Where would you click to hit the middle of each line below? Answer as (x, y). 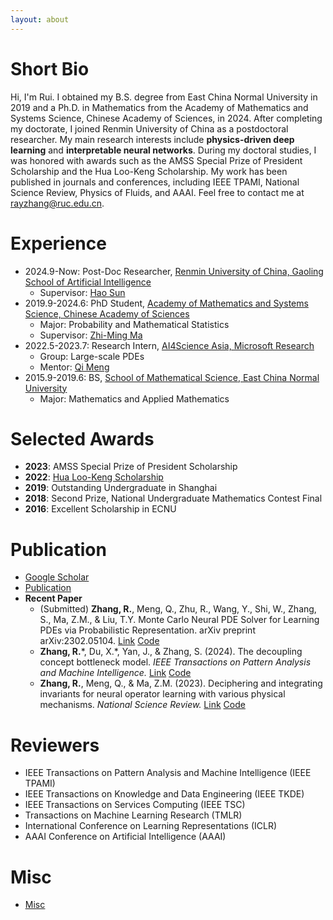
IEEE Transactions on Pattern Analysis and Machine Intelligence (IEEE (168, 773)
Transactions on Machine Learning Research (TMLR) (133, 815)
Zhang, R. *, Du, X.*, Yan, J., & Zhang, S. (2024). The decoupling (171, 652)
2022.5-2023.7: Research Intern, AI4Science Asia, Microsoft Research (169, 345)
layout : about (40, 19)
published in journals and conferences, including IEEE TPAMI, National (155, 182)
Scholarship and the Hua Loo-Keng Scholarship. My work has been (149, 171)
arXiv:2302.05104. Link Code (99, 641)
